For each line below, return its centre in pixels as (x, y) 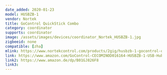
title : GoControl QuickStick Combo (42, 23)
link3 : (12, 65)
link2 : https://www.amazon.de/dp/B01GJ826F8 (52, 60)
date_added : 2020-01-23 (30, 10)
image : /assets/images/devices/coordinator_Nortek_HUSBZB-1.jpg (73, 37)
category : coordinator (29, 28)
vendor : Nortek (21, 19)
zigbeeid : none (21, 42)
